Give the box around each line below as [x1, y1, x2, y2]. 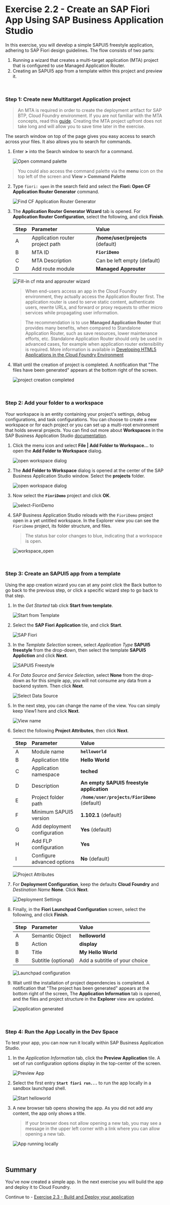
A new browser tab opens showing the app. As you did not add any [12, 1105, 153, 1111]
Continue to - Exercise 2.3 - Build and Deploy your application [5, 1194, 135, 1200]
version [31, 815, 50, 822]
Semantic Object [31, 932, 71, 939]
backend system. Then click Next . [12, 683, 84, 689]
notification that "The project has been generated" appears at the [12, 985, 149, 991]
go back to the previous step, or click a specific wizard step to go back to [5, 587, 158, 593]
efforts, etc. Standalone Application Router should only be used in [25, 336, 163, 342]
